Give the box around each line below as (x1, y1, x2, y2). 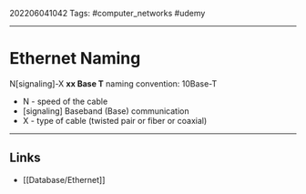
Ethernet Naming (9, 48, 141, 69)
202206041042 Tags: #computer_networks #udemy (9, 8, 206, 18)
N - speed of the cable (22, 96, 108, 107)
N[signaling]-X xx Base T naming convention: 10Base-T (9, 77, 218, 89)
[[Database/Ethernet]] (22, 174, 106, 185)
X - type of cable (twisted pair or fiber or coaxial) (22, 115, 208, 126)
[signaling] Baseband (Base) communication (22, 105, 189, 117)
